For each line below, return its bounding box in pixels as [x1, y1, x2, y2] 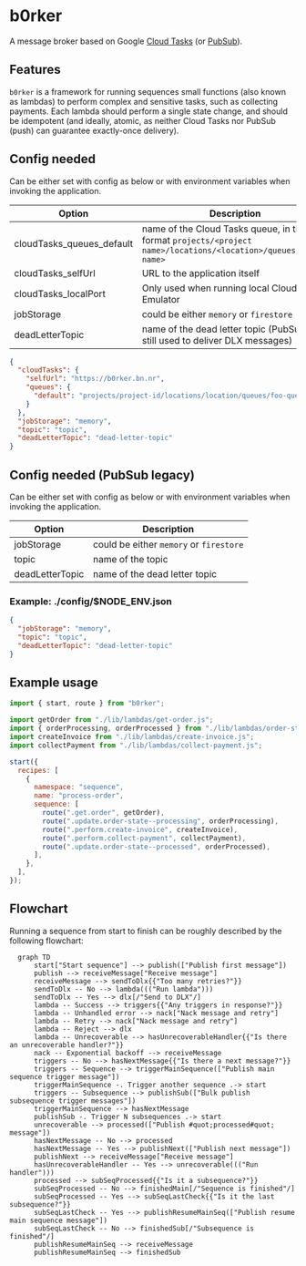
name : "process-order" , [33, 791, 125, 800]
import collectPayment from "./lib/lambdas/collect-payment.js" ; [9, 740, 262, 750]
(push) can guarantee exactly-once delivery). [9, 125, 179, 136]
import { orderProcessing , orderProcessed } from [9, 724, 202, 734]
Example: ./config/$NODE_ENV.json [9, 594, 173, 607]
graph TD [17, 952, 51, 962]
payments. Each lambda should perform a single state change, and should [9, 106, 289, 117]
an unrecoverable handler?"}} [9, 1040, 125, 1049]
